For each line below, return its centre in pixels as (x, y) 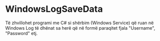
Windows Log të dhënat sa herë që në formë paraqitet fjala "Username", (80, 28)
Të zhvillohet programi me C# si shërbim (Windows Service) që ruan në (79, 23)
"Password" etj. (21, 33)
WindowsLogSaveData (54, 9)
